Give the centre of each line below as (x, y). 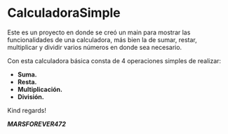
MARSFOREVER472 (37, 123)
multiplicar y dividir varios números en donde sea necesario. (95, 47)
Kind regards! (27, 110)
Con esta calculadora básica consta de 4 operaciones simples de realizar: (114, 60)
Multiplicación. (40, 89)
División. (31, 97)
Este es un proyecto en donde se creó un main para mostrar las (99, 32)
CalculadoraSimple (64, 13)
